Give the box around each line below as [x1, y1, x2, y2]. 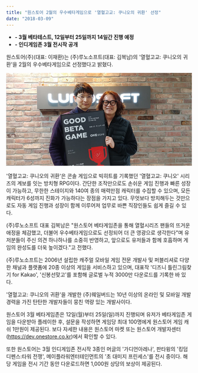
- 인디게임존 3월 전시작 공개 [14, 41, 78, 48]
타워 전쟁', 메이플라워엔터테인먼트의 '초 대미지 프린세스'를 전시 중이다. [21, 352, 182, 359]
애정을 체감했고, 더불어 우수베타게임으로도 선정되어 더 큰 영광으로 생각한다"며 [6, 229, 183, 236]
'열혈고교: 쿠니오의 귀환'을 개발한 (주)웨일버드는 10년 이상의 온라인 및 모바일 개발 [6, 291, 192, 298]
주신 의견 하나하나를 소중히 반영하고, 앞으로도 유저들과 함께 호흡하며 [26, 236, 183, 243]
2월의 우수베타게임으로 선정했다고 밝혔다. [18, 61, 114, 68]
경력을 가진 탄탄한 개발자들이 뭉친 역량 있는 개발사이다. [6, 298, 132, 305]
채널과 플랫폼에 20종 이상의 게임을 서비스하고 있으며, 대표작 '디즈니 [12, 263, 167, 270]
